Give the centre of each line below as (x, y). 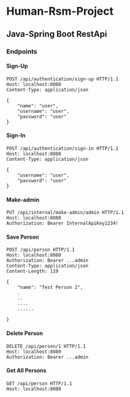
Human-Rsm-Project (60, 11)
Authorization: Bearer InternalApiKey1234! (63, 223)
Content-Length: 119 (33, 271)
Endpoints (22, 52)
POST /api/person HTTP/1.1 (41, 250)
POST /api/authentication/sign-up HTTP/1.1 (63, 79)
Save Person (23, 237)
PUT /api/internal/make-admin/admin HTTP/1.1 (65, 213)
